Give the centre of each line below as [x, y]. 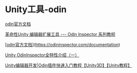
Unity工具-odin [36, 9]
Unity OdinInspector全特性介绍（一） [42, 55]
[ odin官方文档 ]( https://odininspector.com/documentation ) [63, 44]
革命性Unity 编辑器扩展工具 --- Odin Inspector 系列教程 [60, 34]
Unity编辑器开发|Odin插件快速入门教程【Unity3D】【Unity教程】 [68, 65]
